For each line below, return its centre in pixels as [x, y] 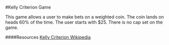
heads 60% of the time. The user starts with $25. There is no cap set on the [84, 22]
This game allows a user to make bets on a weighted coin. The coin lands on [84, 17]
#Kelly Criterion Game [28, 7]
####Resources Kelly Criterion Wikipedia [48, 37]
